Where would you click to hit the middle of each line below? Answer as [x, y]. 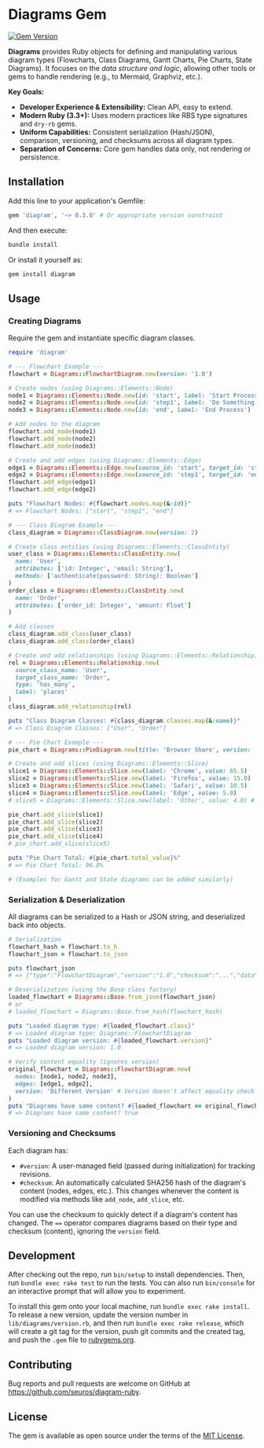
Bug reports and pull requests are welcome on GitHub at [99, 1384]
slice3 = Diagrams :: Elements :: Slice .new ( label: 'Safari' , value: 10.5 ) [128, 786]
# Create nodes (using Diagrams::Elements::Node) [91, 388]
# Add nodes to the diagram [54, 424]
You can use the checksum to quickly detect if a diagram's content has [123, 1214]
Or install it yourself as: [45, 259]
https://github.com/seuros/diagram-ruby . [75, 1392]
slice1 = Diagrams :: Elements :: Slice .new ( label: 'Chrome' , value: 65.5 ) [128, 771]
